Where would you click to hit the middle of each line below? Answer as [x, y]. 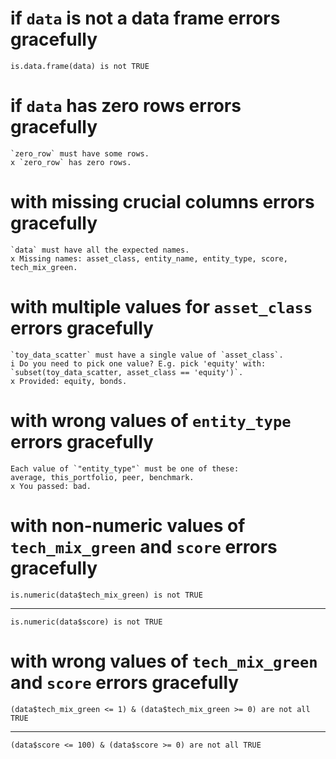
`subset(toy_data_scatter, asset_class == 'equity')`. [127, 372]
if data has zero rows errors [126, 106]
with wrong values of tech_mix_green [164, 661]
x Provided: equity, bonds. [69, 381]
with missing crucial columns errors [162, 202]
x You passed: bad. [51, 486]
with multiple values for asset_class [161, 307]
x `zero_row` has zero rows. [71, 162]
